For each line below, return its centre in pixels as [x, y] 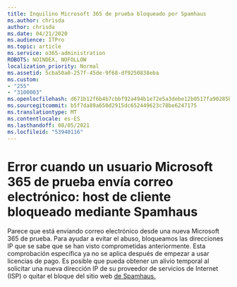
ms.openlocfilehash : [38, 99]
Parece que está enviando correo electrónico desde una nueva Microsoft [114, 231]
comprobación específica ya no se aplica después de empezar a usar [108, 254]
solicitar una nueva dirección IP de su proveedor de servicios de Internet [113, 269]
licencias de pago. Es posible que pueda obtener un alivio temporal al [108, 261]
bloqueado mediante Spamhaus [103, 212]
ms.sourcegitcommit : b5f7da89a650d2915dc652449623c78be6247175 [102, 106]
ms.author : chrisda [36, 20]
